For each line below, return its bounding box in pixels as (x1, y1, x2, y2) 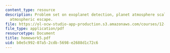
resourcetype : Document (5, 31, 56, 36)
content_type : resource (5, 7, 56, 13)
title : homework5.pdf (5, 36, 51, 41)
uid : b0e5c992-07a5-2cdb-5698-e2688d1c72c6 (5, 40, 99, 45)
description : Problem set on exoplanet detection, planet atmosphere (5, 12, 155, 17)
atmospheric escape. (10, 17, 53, 22)
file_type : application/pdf (5, 26, 65, 31)
